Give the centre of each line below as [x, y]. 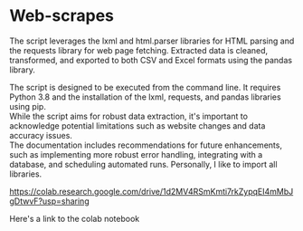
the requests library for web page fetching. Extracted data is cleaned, [139, 50]
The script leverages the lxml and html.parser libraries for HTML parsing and [152, 41]
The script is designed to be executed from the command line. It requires [145, 87]
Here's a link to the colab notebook [75, 218]
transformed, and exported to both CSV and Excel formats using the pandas [151, 60]
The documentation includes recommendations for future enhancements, [146, 145]
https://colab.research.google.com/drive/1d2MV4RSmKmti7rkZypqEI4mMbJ [151, 191]
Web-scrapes [62, 16]
